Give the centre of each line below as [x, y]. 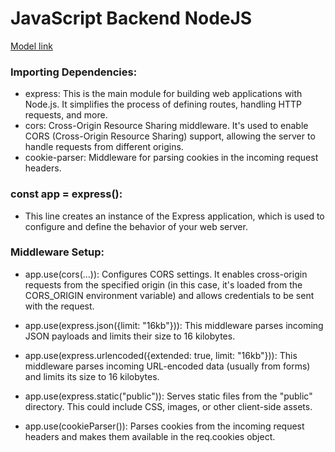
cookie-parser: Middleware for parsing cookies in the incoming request [171, 158]
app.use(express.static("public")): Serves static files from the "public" [168, 396]
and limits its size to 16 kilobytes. [92, 376]
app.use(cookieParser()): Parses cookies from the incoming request [164, 426]
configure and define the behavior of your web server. [136, 226]
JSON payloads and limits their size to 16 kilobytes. [130, 336]
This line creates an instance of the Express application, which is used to [174, 216]
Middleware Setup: [57, 252]
